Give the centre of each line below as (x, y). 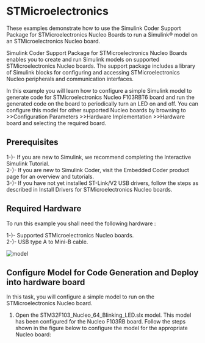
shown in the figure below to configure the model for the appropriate (101, 328)
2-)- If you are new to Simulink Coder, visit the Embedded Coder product (98, 170)
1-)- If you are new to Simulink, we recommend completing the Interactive (99, 157)
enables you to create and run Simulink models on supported (83, 59)
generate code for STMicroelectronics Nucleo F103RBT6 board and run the (101, 97)
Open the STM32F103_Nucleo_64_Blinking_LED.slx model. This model (103, 315)
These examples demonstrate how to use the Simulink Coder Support (94, 28)
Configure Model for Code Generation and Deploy (103, 273)
